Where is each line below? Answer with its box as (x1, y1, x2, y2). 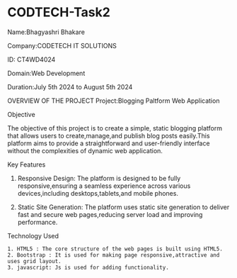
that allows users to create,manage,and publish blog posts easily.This (7, 131, 210, 140)
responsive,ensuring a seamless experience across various (17, 182, 191, 190)
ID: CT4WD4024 (7, 55, 56, 64)
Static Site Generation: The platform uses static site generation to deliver (17, 203, 230, 211)
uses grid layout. (7, 257, 62, 265)
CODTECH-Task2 (7, 4, 111, 21)
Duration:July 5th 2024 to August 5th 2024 (7, 82, 133, 91)
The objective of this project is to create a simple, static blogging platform (7, 123, 223, 132)
